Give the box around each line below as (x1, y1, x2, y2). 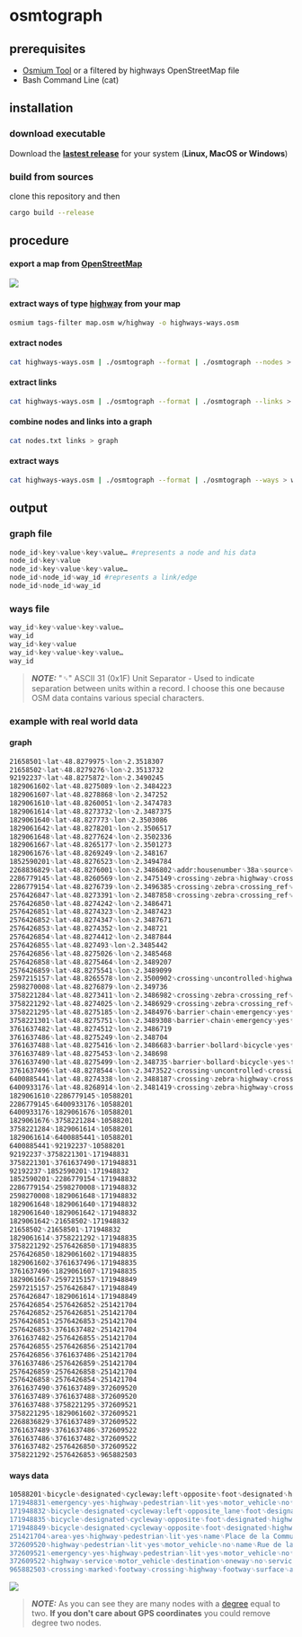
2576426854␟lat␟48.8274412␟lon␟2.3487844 (9, 932, 173, 942)
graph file (9, 528, 52, 540)
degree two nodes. (31, 1617, 102, 1628)
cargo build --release (9, 208, 94, 217)
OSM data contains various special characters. (31, 692, 205, 703)
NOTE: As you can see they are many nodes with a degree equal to (31, 1598, 280, 1609)
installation (9, 101, 74, 116)
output (9, 501, 48, 516)
